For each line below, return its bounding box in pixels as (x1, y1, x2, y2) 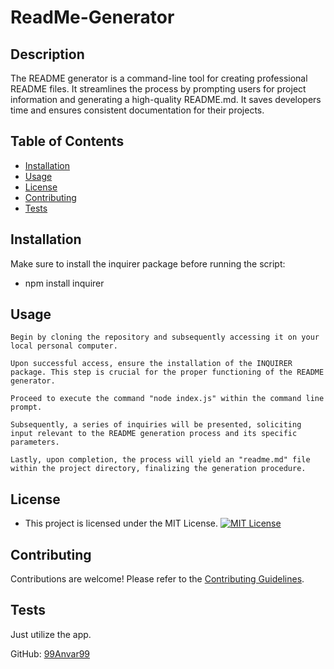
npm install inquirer (24, 277, 105, 289)
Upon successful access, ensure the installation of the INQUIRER (10, 359, 293, 369)
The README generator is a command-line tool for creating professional (10, 72, 308, 84)
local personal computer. (10, 341, 118, 351)
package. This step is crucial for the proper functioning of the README (10, 367, 325, 378)
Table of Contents (10, 133, 125, 150)
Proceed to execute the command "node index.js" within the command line (10, 394, 325, 404)
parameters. (10, 437, 60, 448)
